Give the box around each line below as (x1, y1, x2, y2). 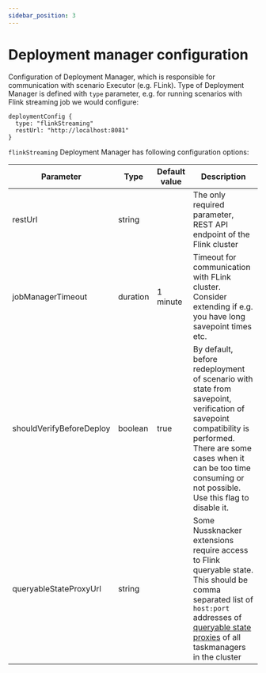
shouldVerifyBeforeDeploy (12, 423, 111, 434)
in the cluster (192, 651, 241, 662)
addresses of (192, 611, 242, 622)
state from (192, 383, 232, 394)
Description (200, 171, 246, 182)
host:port (192, 603, 230, 613)
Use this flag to (192, 492, 249, 503)
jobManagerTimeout (12, 291, 88, 302)
